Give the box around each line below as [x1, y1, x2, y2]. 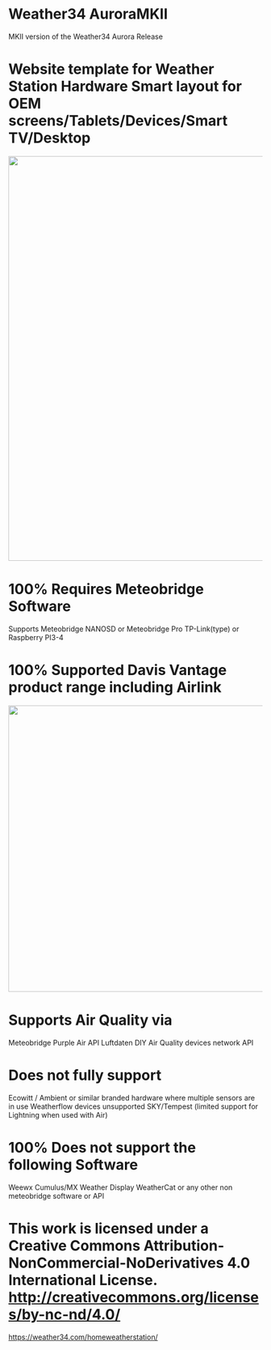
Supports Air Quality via [8, 1011, 173, 1029]
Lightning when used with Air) [8, 1110, 108, 1119]
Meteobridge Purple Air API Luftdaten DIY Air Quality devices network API [8, 1038, 254, 1047]
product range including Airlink [8, 678, 222, 696]
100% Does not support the [8, 1138, 196, 1157]
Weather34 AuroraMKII [8, 5, 168, 23]
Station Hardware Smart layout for [8, 78, 242, 96]
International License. [8, 1271, 158, 1289]
